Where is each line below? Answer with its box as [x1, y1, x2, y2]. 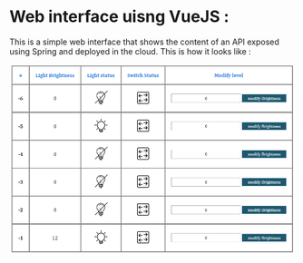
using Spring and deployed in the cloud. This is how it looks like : [9, 45, 251, 56]
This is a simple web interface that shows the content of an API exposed [9, 36, 279, 47]
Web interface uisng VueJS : [9, 6, 230, 27]
